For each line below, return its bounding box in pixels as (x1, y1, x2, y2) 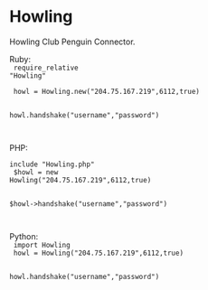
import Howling (13, 240, 71, 249)
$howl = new (13, 167, 59, 177)
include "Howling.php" (9, 160, 95, 169)
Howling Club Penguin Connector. (9, 36, 136, 47)
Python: (9, 230, 39, 241)
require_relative (13, 63, 79, 72)
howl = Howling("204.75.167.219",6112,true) (13, 248, 184, 257)
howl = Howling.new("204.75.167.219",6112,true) (13, 87, 201, 96)
